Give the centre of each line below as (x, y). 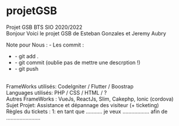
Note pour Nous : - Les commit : (45, 45)
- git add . (26, 56)
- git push (26, 68)
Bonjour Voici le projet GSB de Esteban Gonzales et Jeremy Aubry (86, 33)
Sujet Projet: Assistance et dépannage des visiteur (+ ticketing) (82, 105)
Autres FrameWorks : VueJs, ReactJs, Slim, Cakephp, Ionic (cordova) (90, 99)
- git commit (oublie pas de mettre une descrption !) (77, 62)
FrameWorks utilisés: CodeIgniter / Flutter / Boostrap (70, 86)
